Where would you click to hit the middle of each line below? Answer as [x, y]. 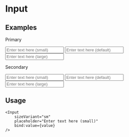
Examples [21, 28]
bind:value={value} [35, 125]
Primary [13, 39]
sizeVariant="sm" [33, 117]
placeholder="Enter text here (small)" [56, 121]
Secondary [17, 67]
